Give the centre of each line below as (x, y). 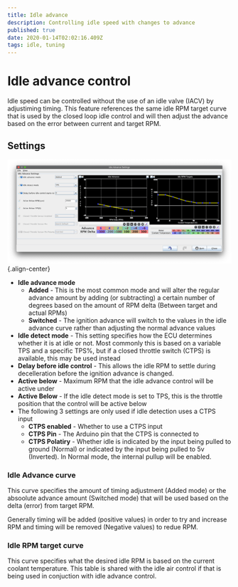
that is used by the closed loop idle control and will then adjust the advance (118, 116)
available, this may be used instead (69, 358)
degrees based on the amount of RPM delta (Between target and (123, 305)
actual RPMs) (48, 313)
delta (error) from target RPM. (51, 505)
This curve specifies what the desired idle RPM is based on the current (111, 561)
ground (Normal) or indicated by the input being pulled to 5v (116, 449)
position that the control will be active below (82, 403)
